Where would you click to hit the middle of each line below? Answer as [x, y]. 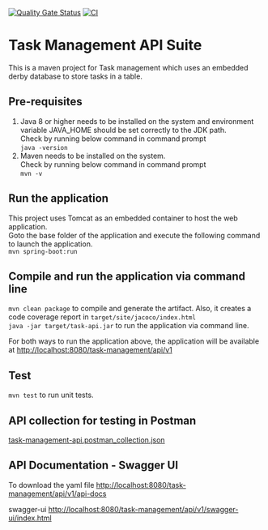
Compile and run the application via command [127, 276]
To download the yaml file [51, 485]
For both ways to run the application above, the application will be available [134, 341]
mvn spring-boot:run [43, 251]
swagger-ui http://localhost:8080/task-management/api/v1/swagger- [123, 509]
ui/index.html [30, 518]
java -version [44, 147]
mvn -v [31, 173]
